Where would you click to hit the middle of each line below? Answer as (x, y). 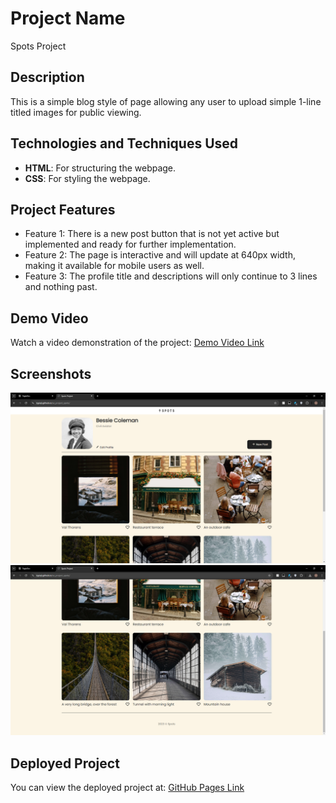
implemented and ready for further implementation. (130, 244)
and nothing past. (61, 287)
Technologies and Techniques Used (124, 143)
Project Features (63, 209)
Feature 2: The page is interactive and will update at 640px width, (160, 255)
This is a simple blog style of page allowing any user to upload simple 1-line (166, 101)
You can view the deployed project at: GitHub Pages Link (127, 788)
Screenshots (51, 373)
